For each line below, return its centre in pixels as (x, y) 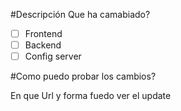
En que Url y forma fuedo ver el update (91, 96)
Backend (43, 45)
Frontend (43, 33)
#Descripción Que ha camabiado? (80, 14)
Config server (53, 56)
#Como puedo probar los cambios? (83, 76)
